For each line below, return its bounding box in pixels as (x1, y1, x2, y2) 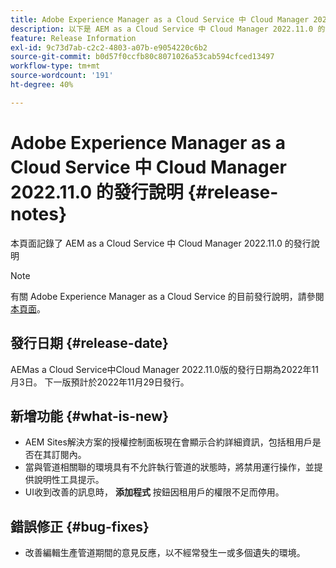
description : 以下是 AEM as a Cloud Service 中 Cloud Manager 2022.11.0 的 (10, 24, 326, 34)
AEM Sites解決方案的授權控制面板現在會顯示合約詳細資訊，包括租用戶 (24, 436, 313, 448)
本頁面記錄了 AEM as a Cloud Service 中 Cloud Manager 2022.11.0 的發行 (10, 237, 312, 249)
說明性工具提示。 (33, 474, 105, 486)
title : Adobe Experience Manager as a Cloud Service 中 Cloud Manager (10, 14, 310, 25)
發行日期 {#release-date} (10, 335, 169, 352)
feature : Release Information (10, 33, 137, 43)
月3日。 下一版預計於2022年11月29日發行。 (10, 376, 190, 388)
